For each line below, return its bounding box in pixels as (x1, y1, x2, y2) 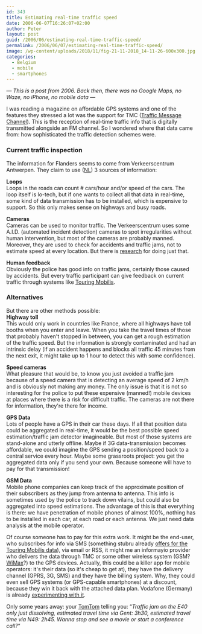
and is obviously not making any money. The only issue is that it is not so (6, 383, 188, 390)
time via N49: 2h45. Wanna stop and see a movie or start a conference (6, 615, 184, 623)
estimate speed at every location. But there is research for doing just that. (6, 247, 189, 254)
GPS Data (6, 414, 31, 421)
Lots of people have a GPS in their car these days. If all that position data (6, 420, 187, 427)
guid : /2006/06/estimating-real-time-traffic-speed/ (6, 37, 142, 43)
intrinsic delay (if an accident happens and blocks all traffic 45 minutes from (6, 345, 195, 353)
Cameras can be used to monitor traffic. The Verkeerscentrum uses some (6, 222, 189, 229)
